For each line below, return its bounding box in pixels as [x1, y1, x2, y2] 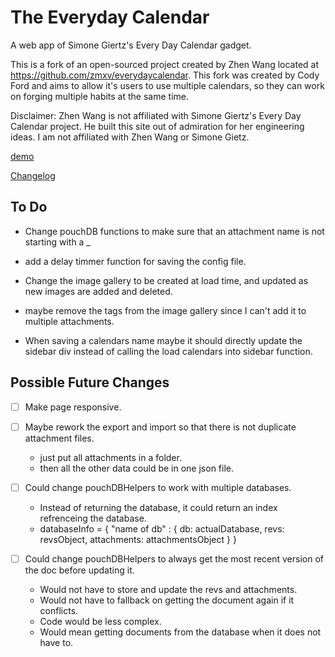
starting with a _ [24, 236, 91, 248]
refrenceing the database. [39, 512, 147, 524]
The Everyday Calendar [10, 6, 210, 29]
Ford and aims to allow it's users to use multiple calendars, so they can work [10, 79, 325, 91]
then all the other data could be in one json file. [39, 462, 235, 474]
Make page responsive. [24, 401, 122, 413]
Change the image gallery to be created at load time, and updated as [24, 274, 309, 286]
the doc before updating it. [24, 564, 135, 576]
